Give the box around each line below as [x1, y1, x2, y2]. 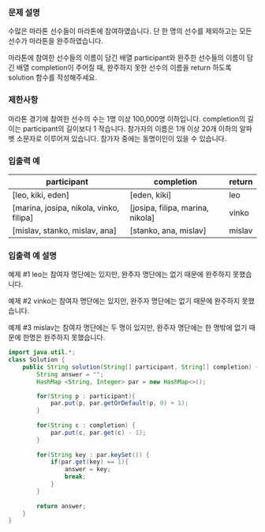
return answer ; [36, 502, 87, 510]
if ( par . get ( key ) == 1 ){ [50, 458, 129, 466]
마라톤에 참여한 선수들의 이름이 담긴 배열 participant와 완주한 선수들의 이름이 [8, 53, 245, 62]
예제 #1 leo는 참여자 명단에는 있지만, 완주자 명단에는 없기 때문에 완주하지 [8, 270, 231, 279]
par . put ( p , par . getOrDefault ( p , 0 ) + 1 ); [50, 399, 189, 407]
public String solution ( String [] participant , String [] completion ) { [22, 363, 259, 371]
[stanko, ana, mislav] [129, 225, 207, 236]
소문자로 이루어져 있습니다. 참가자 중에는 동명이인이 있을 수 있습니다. [16, 133, 227, 143]
